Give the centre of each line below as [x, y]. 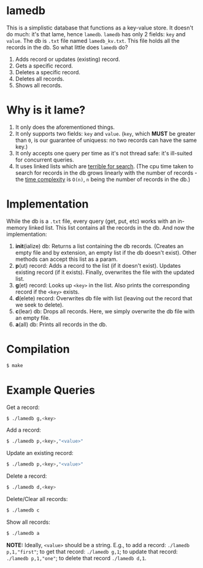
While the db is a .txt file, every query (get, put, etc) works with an [91, 221]
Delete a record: [27, 476]
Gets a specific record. [44, 66]
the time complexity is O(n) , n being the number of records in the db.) [103, 179]
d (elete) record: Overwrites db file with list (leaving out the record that [104, 298]
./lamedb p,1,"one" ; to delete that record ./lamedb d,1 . [76, 558]
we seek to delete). [40, 305]
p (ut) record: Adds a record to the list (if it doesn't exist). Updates [98, 265]
